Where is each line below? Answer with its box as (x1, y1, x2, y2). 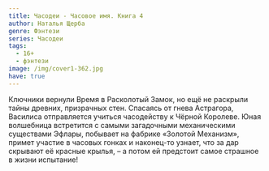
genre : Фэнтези (8, 27, 60, 35)
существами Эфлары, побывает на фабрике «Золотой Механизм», (8, 129, 240, 139)
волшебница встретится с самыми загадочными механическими (8, 120, 236, 130)
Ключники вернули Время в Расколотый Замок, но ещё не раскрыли (8, 94, 249, 104)
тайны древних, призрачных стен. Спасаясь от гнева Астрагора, (8, 103, 234, 113)
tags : (8, 42, 27, 50)
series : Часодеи (8, 34, 63, 43)
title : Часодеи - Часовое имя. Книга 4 (8, 11, 144, 20)
